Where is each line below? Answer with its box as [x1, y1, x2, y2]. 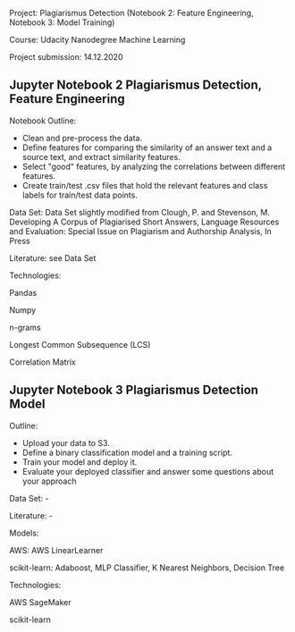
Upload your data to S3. [21, 437, 110, 448]
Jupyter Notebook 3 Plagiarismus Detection [9, 383, 259, 398]
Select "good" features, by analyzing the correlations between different [21, 161, 286, 172]
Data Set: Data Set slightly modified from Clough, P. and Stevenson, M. [9, 206, 270, 217]
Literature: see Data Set [9, 252, 97, 263]
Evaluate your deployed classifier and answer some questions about [21, 466, 274, 476]
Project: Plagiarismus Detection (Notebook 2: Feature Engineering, [9, 8, 254, 18]
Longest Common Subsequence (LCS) [9, 339, 151, 350]
